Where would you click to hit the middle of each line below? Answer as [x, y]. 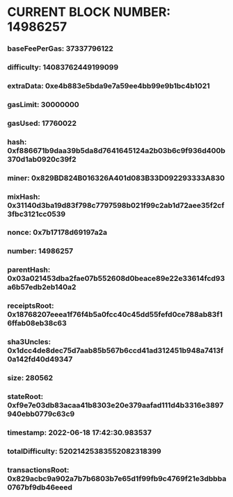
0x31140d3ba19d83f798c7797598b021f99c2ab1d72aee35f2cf [116, 205]
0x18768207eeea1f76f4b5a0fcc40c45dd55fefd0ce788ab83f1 [115, 315]
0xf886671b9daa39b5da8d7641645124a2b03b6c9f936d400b [116, 150]
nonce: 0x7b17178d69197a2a [57, 232]
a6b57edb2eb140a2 [42, 287]
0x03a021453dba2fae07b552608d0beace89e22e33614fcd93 [116, 279]
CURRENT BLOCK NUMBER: [89, 12]
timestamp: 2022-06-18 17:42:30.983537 [79, 432]
